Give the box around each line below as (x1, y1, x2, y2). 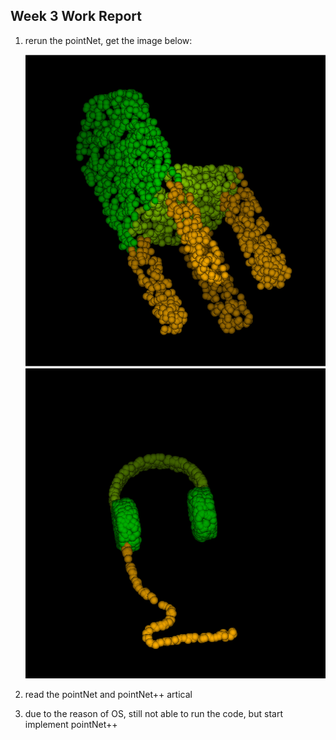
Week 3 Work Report (10, 8, 142, 25)
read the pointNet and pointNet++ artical (24, 689, 193, 701)
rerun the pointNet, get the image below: (24, 34, 193, 46)
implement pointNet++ (24, 719, 118, 731)
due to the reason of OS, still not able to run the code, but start (24, 708, 283, 720)
